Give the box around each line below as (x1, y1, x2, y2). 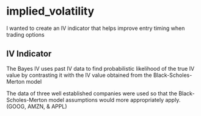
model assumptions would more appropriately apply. (48, 96, 181, 103)
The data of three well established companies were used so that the (6, 90, 178, 97)
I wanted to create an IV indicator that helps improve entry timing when (6, 24, 185, 32)
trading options (6, 31, 45, 38)
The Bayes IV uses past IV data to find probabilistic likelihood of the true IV (6, 65, 195, 72)
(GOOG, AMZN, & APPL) (6, 103, 67, 110)
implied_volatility (6, 4, 95, 18)
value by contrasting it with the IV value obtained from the (6, 71, 153, 79)
